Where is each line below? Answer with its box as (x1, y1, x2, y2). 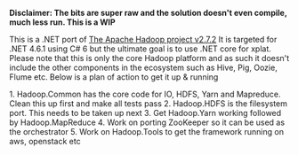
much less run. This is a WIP (9, 17, 116, 27)
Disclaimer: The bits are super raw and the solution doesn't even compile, (9, 8, 287, 18)
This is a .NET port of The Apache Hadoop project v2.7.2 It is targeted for (9, 35, 278, 44)
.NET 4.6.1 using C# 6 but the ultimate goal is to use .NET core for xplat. (9, 43, 271, 54)
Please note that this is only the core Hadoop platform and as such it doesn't (9, 53, 290, 63)
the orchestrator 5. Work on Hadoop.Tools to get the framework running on (9, 127, 285, 136)
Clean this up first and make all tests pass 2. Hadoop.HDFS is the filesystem (9, 98, 287, 109)
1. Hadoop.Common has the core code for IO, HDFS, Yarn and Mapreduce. (9, 89, 282, 99)
